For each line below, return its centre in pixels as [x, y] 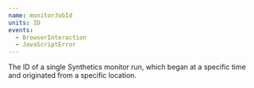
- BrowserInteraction [51, 37]
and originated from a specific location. [73, 75]
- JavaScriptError [46, 45]
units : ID [25, 23]
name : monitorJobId [40, 15]
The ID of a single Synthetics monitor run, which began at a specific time [127, 67]
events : [21, 30]
